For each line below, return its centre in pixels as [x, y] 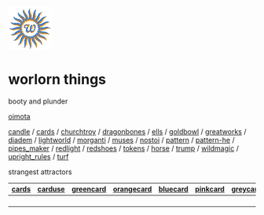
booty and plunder [38, 101]
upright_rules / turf [38, 156]
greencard [89, 189]
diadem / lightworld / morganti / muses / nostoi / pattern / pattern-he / [121, 140]
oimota [19, 116]
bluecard [173, 189]
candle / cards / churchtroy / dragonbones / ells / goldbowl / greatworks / [127, 131]
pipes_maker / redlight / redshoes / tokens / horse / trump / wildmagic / [124, 148]
